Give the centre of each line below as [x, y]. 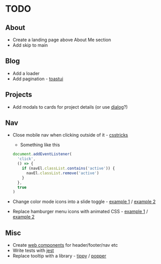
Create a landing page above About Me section [62, 40]
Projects [19, 95]
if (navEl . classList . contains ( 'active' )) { [69, 169]
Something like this [40, 145]
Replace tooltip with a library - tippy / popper [59, 256]
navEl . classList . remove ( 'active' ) [63, 173]
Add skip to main [30, 45]
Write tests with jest [33, 251]
